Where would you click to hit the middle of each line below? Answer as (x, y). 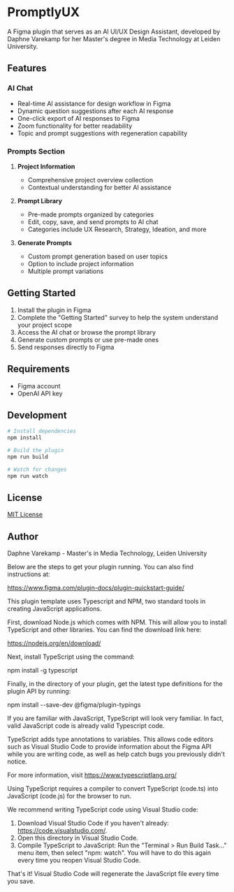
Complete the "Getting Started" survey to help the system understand (118, 317)
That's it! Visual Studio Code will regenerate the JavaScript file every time (113, 874)
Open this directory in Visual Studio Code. (78, 838)
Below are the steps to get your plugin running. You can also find (100, 567)
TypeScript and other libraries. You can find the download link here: (104, 630)
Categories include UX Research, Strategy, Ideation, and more (117, 229)
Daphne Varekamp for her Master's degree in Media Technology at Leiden (114, 38)
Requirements (38, 369)
